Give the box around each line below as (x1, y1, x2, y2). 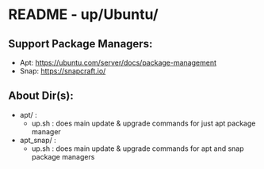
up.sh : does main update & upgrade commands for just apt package (31, 118, 256, 128)
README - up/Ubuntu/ (8, 6, 159, 24)
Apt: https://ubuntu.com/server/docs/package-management (19, 58, 216, 67)
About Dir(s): (8, 89, 74, 103)
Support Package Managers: (8, 37, 153, 51)
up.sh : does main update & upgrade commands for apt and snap (31, 144, 244, 153)
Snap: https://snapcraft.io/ (19, 66, 106, 76)
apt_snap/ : (19, 135, 57, 145)
